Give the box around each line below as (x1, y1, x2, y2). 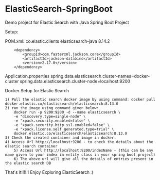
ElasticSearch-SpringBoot (5, 3, 113, 15)
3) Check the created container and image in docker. (5, 135, 117, 140)
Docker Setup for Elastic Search (5, 87, 69, 93)
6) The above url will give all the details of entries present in (14, 156, 153, 161)
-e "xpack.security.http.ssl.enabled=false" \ (14, 122, 110, 127)
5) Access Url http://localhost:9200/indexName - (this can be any (14, 148, 153, 153)
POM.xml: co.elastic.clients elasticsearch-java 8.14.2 (5, 38, 110, 44)
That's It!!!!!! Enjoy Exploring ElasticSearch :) (5, 169, 94, 175)
